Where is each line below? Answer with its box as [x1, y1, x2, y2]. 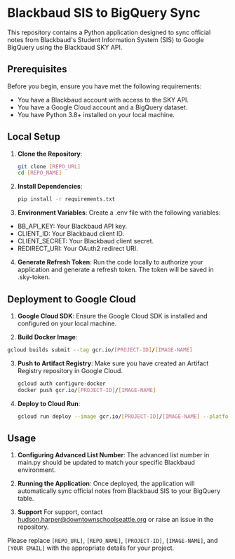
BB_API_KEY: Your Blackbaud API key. [17, 222, 128, 231]
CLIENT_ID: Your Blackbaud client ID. [17, 229, 125, 238]
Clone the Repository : [17, 149, 83, 158]
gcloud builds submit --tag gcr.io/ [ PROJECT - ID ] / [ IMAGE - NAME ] [7, 346, 193, 353]
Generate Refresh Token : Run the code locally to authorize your [17, 258, 203, 267]
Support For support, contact [17, 508, 103, 516]
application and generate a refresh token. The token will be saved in [17, 265, 214, 274]
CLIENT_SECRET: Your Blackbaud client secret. [17, 237, 154, 245]
